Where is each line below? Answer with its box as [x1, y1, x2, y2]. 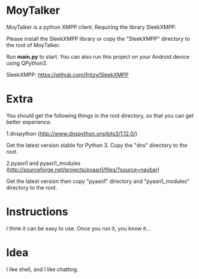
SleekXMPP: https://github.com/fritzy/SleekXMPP [6, 71, 129, 78]
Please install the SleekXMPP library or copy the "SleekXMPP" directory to [6, 35, 191, 42]
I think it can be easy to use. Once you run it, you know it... [6, 224, 151, 232]
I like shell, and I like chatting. [6, 265, 79, 273]
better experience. [6, 118, 52, 125]
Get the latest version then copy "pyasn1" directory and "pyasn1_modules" [6, 178, 190, 185]
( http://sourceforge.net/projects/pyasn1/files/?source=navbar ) [6, 166, 160, 173]
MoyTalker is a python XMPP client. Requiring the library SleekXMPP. [6, 23, 177, 31]
